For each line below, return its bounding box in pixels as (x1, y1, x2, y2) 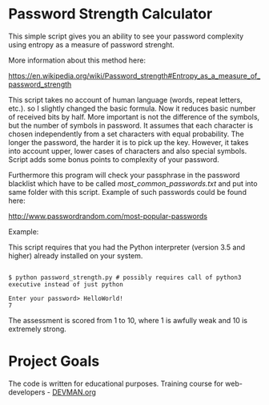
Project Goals (8, 352, 100, 371)
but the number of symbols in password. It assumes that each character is (8, 120, 254, 130)
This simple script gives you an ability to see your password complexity (8, 31, 244, 41)
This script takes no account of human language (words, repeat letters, (8, 95, 243, 104)
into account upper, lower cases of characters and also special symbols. (8, 146, 247, 156)
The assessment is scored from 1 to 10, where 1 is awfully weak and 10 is (8, 315, 248, 325)
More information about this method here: (8, 55, 147, 65)
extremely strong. (8, 324, 66, 334)
